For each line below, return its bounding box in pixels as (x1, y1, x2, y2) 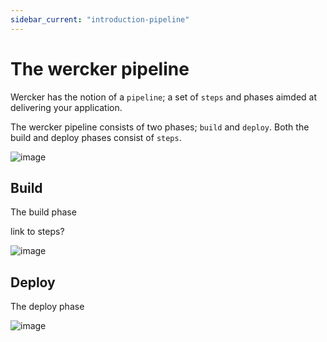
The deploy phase (10, 301, 85, 313)
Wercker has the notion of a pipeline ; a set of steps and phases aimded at (10, 91, 317, 103)
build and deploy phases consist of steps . (10, 131, 182, 143)
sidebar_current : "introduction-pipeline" (10, 14, 190, 25)
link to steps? (10, 226, 65, 238)
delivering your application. (10, 101, 123, 113)
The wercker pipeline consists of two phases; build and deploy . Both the (10, 121, 310, 133)
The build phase (10, 206, 77, 218)
